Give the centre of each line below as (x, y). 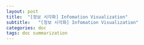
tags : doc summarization (37, 33)
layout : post (22, 11)
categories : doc (26, 28)
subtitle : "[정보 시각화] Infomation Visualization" (72, 22)
